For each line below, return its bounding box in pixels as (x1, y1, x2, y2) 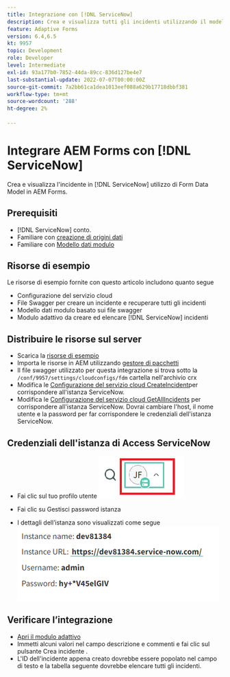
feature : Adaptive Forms (7, 25, 78, 32)
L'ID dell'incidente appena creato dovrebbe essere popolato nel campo (16, 654, 218, 663)
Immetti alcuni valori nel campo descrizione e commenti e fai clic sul (16, 639, 210, 648)
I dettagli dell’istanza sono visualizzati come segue (16, 518, 161, 527)
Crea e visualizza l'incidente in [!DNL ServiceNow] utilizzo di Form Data (7, 180, 209, 188)
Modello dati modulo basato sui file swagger (16, 306, 142, 314)
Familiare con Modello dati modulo (16, 240, 115, 249)
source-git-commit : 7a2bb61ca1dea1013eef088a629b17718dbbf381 (7, 83, 188, 91)
